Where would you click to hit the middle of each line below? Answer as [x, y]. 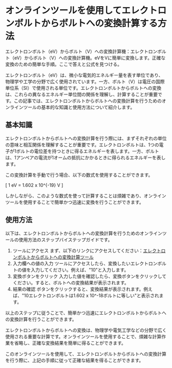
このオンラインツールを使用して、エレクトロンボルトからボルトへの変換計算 [86, 354]
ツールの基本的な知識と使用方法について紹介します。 [79, 107]
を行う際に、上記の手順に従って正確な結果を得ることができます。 [74, 360]
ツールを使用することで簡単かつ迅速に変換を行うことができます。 [75, 202]
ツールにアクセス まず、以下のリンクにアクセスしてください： [78, 250]
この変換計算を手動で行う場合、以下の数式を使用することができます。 [79, 175]
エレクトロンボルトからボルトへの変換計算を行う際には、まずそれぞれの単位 [86, 138]
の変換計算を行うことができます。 [41, 319]
